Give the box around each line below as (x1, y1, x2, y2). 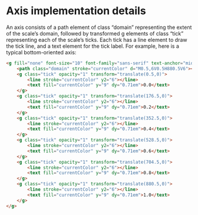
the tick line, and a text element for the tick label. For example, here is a (6, 43, 180, 50)
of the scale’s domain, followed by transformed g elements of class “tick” (6, 30, 184, 37)
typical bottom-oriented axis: (6, 48, 77, 56)
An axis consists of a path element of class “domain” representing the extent (6, 24, 192, 31)
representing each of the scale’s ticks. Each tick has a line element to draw (6, 36, 187, 43)
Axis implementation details (6, 4, 146, 18)
